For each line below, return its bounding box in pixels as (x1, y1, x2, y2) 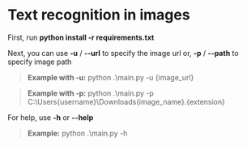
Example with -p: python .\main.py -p (27, 88, 155, 98)
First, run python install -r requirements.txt (7, 32, 155, 42)
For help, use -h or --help (7, 112, 94, 122)
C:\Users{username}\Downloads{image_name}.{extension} (27, 97, 226, 106)
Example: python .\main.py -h (27, 128, 128, 138)
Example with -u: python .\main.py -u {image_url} (27, 72, 194, 82)
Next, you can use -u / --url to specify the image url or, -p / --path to (7, 48, 240, 58)
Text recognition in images (7, 6, 191, 24)
